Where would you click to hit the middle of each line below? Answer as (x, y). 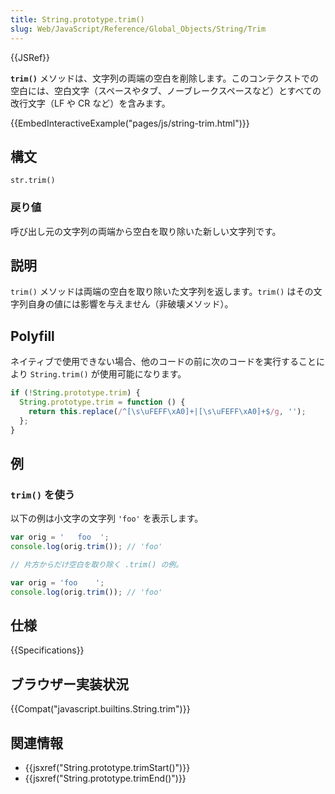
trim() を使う (43, 494)
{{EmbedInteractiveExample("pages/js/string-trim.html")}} (130, 123)
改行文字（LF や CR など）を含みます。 (90, 103)
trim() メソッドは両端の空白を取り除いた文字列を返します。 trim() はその (162, 292)
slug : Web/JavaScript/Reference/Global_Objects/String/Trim (138, 29)
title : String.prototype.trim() (77, 19)
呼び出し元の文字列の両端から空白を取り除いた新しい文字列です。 (146, 231)
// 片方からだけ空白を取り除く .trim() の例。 (97, 565)
